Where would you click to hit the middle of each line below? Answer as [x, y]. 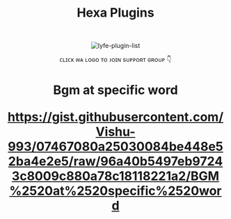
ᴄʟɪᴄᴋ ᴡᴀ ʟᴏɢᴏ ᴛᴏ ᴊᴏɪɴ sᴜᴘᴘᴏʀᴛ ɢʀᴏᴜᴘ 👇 [115, 59]
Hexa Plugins [115, 13]
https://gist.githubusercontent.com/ [115, 117]
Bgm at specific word [115, 90]
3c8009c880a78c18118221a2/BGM [115, 176]
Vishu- [115, 132]
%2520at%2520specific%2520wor [115, 191]
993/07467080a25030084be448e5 [115, 147]
